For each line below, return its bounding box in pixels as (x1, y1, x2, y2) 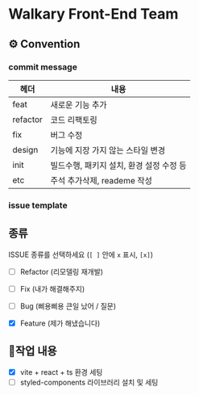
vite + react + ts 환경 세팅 (19, 367, 103, 376)
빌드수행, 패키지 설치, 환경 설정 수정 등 (50, 159, 187, 170)
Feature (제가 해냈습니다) (19, 318, 101, 328)
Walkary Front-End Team (8, 5, 179, 23)
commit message (8, 61, 78, 73)
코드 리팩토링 (50, 114, 98, 125)
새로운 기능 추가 (50, 99, 107, 110)
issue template (8, 200, 68, 211)
